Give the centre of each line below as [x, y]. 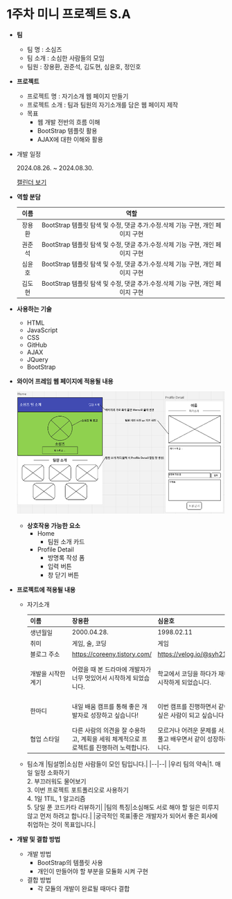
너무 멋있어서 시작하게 [101, 678]
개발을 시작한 [48, 674]
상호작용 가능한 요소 [54, 525]
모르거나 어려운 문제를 [187, 730]
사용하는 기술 [34, 309]
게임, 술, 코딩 [89, 643]
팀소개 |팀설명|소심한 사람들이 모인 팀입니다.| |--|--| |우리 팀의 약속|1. [120, 764]
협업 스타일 [45, 738]
